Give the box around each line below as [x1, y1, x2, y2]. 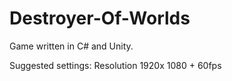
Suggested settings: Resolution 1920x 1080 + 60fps [9, 59, 222, 71]
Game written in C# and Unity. [9, 40, 134, 52]
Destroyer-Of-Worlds [9, 7, 191, 30]
